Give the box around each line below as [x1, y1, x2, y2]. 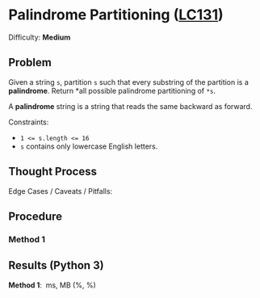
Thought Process [8, 165, 97, 178]
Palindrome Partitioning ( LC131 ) [8, 6, 224, 24]
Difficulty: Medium [8, 32, 71, 42]
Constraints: [8, 117, 49, 127]
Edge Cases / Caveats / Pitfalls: [8, 186, 113, 195]
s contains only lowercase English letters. [19, 141, 158, 151]
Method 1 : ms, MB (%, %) [8, 280, 96, 290]
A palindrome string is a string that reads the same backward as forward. [8, 101, 253, 111]
